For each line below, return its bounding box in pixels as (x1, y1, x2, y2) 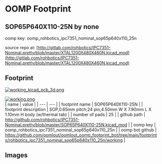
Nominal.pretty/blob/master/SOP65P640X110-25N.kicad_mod (5, 122, 127, 127)
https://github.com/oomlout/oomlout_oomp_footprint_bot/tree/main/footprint (5, 132, 157, 138)
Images (5, 151, 28, 160)
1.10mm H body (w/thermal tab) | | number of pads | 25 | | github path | (5, 111, 146, 117)
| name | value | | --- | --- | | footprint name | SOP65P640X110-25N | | (5, 101, 143, 107)
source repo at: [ (5, 45, 38, 50)
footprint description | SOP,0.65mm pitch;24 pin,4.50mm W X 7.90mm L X (5, 106, 152, 112)
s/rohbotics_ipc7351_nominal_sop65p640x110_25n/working (5, 137, 123, 143)
